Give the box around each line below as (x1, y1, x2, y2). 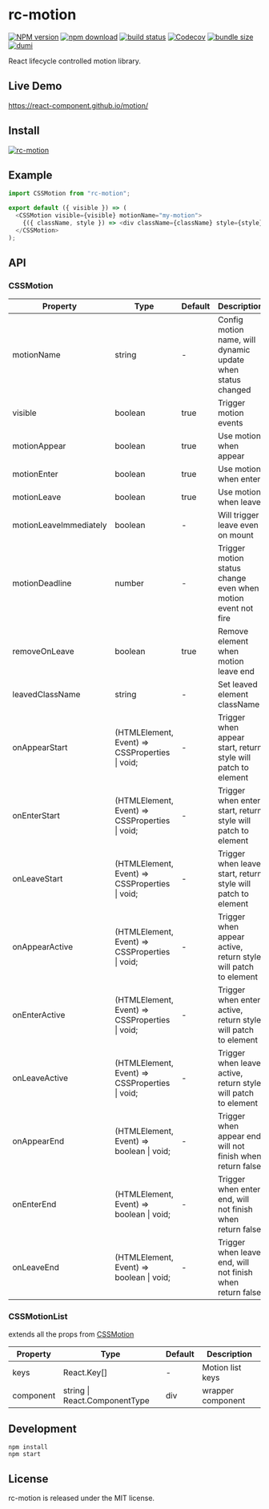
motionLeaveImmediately (12, 519, 107, 531)
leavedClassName (12, 689, 81, 700)
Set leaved (217, 679, 258, 690)
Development (8, 1422, 78, 1435)
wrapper (202, 1385, 235, 1396)
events (217, 418, 243, 429)
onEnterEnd (12, 1199, 57, 1210)
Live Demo (8, 79, 62, 93)
